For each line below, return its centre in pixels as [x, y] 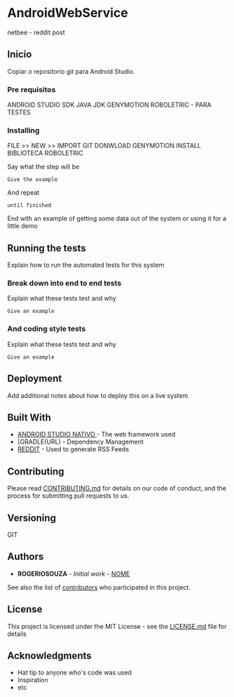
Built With [29, 417]
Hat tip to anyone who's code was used [74, 672]
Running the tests [47, 248]
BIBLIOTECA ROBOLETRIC [45, 153]
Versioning [32, 518]
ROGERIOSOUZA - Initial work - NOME [74, 573]
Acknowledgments [50, 656]
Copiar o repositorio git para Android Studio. [71, 71]
